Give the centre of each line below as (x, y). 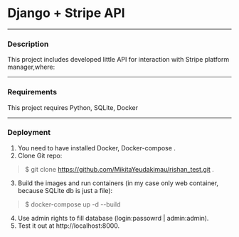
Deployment (29, 133)
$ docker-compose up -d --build (73, 204)
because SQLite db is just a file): (65, 190)
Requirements (32, 92)
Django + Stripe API (67, 13)
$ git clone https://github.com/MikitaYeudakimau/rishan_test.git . (119, 169)
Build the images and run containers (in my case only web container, (118, 183)
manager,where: (31, 67)
